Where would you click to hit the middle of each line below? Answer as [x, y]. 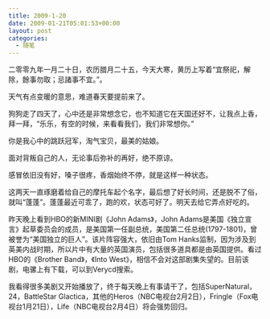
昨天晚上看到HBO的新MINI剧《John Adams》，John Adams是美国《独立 [127, 219]
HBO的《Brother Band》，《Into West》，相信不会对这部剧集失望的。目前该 [129, 260]
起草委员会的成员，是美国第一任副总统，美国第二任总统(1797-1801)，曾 [140, 229]
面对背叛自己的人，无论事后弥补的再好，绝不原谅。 [93, 158]
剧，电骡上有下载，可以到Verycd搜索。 [73, 269]
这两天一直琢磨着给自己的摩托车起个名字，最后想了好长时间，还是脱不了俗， [135, 192]
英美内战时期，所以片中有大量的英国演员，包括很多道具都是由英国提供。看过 [135, 249]
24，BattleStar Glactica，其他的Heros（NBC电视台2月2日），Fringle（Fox [130, 297]
